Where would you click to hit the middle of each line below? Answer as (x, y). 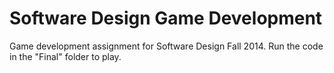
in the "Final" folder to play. (65, 56)
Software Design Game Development (166, 18)
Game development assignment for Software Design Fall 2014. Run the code (166, 46)
